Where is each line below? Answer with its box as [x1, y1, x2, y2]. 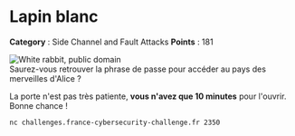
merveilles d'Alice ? [9, 73, 81, 83]
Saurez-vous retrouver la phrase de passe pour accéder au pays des [9, 63, 267, 74]
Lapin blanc [9, 6, 99, 27]
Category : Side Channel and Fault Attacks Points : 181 [9, 36, 214, 47]
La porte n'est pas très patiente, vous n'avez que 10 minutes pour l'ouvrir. [9, 91, 287, 102]
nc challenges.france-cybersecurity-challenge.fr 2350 [9, 118, 221, 127]
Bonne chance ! [9, 100, 68, 111]
